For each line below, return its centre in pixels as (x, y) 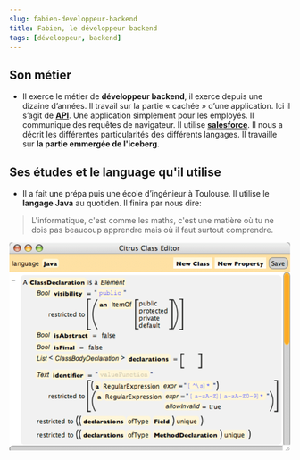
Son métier (40, 75)
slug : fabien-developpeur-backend (74, 19)
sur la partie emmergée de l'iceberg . (91, 144)
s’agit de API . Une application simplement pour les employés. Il (138, 115)
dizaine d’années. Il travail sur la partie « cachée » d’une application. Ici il (156, 106)
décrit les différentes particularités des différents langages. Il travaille (150, 135)
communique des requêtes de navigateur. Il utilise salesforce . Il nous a (152, 125)
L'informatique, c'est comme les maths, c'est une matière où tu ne (152, 220)
